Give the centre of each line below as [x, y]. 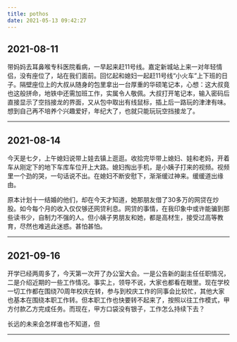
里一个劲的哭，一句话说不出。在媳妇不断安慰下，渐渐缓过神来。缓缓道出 [112, 176]
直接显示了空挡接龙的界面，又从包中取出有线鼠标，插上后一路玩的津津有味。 [119, 102]
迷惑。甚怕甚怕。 [81, 226]
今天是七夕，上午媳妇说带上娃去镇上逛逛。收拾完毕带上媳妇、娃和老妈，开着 [119, 158]
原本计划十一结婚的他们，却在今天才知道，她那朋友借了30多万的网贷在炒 [113, 200]
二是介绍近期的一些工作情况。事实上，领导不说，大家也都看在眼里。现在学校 [119, 282]
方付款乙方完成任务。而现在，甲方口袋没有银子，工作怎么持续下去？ [106, 309]
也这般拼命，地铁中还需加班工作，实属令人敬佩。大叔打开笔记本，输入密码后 [119, 93]
